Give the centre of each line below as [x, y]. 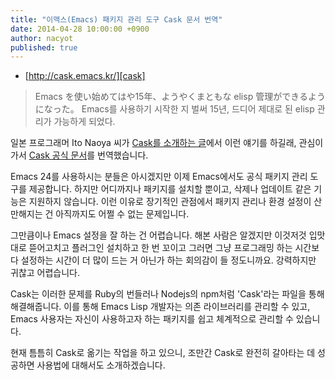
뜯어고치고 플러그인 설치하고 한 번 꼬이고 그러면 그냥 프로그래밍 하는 [160, 248]
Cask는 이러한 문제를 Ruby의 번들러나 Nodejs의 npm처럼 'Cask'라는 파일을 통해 [167, 294]
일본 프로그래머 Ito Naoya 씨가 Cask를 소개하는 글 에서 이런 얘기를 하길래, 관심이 [167, 143]
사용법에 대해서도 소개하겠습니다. [101, 365]
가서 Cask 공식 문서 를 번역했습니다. [79, 155]
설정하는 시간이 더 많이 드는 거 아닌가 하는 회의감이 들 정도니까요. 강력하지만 [168, 260]
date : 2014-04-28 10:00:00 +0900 [80, 29]
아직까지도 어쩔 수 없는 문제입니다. [122, 214]
